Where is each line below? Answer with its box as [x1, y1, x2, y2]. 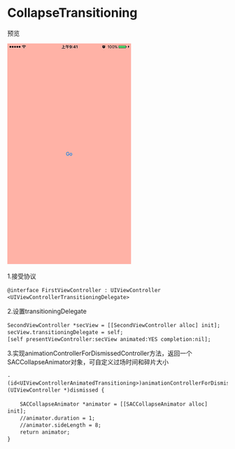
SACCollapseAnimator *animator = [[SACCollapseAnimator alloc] [20, 401, 208, 408]
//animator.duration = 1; [20, 415, 96, 422]
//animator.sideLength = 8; [20, 422, 101, 429]
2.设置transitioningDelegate [7, 307, 87, 315]
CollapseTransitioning [7, 5, 138, 21]
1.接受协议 [7, 272, 36, 280]
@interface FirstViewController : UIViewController [7, 286, 161, 293]
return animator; [20, 429, 71, 436]
